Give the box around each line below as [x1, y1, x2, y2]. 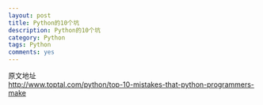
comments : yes [8, 48, 55, 56]
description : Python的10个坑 [8, 26, 101, 34]
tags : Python [8, 41, 51, 49]
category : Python [8, 33, 66, 42]
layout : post [8, 11, 51, 20]
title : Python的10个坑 [8, 19, 80, 27]
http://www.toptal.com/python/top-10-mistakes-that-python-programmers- [8, 80, 255, 89]
